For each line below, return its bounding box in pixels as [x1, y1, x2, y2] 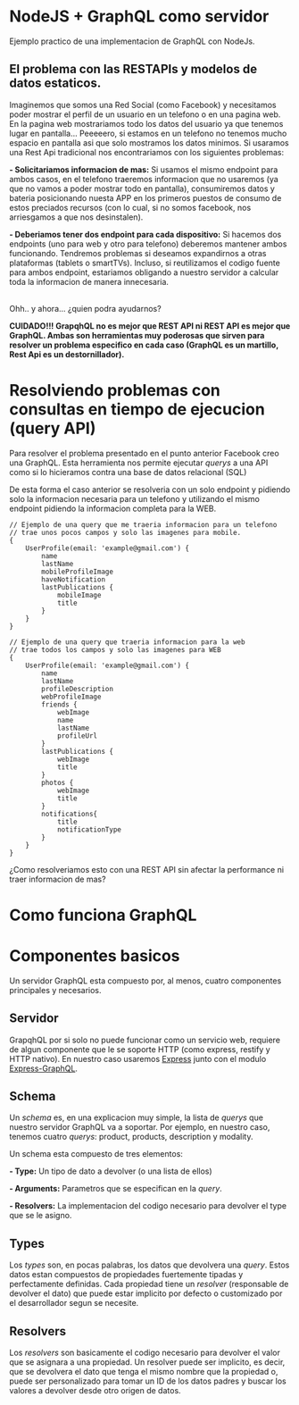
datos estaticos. [9, 76, 102, 91]
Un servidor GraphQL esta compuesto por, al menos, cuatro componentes [9, 975, 282, 986]
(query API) [9, 418, 96, 439]
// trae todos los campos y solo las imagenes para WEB [9, 645, 221, 654]
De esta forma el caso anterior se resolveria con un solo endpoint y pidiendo [9, 484, 291, 495]
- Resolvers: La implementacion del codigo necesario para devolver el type [9, 1200, 287, 1211]
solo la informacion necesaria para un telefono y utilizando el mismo [9, 493, 261, 504]
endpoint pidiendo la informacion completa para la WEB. [9, 503, 217, 514]
